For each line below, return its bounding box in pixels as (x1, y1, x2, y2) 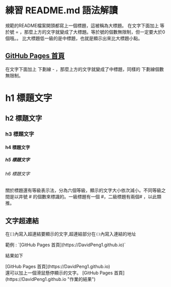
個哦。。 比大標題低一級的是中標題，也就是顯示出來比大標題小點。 (5, 35, 142, 41)
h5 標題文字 (5, 156, 30, 163)
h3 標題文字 (5, 131, 35, 138)
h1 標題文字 (5, 92, 52, 103)
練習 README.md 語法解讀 (5, 5, 118, 16)
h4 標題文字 (5, 144, 31, 150)
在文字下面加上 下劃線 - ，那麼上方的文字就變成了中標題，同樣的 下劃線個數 (5, 66, 164, 72)
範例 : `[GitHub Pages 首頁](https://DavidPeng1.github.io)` (5, 242, 126, 248)
